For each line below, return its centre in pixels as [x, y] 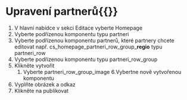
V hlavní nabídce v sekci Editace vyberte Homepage [78, 28]
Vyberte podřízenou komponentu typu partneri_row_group [86, 59]
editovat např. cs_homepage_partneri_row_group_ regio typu [88, 47]
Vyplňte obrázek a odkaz [45, 84]
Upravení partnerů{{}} [62, 12]
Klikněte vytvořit [34, 65]
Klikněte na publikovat [41, 91]
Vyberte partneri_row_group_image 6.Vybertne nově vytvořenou [102, 72]
